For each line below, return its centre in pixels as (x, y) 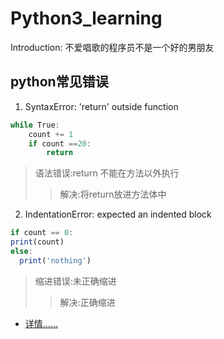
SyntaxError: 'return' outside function (101, 106)
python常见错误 (59, 82)
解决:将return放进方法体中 (113, 194)
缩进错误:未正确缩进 (75, 281)
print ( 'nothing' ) (55, 260)
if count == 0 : (42, 233)
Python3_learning (86, 18)
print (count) (37, 242)
